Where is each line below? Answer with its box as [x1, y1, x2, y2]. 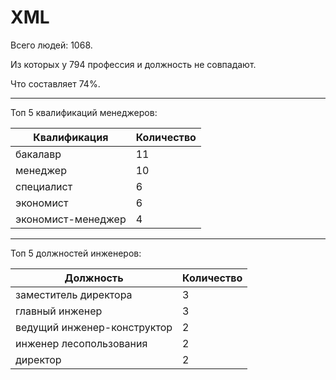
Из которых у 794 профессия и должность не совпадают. [10, 58, 257, 70]
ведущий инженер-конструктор [15, 320, 173, 334]
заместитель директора [15, 287, 133, 301]
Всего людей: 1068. [10, 39, 93, 51]
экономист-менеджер [15, 212, 127, 226]
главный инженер [15, 304, 103, 318]
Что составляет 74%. [10, 77, 101, 90]
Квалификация [33, 130, 109, 144]
